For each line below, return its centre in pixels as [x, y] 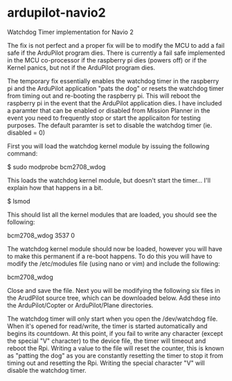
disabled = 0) [26, 133]
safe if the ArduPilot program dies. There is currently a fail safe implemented [116, 53]
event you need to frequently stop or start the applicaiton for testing [104, 118]
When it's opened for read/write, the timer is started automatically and [107, 326]
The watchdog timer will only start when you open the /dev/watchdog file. [113, 319]
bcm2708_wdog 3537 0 [41, 235]
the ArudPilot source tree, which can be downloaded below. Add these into [114, 298]
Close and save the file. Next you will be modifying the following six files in [114, 290]
